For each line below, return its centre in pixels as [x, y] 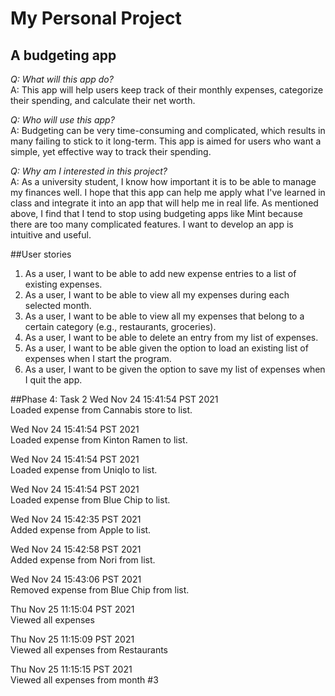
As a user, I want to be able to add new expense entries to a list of [160, 273]
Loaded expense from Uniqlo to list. [84, 470]
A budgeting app [63, 55]
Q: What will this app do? [62, 79]
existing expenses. [63, 284]
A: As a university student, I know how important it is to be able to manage [163, 181]
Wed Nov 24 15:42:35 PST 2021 [76, 519]
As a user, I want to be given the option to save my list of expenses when [175, 369]
